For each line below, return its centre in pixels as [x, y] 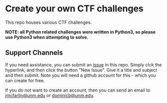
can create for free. [25, 80]
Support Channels [34, 53]
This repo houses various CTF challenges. [49, 22]
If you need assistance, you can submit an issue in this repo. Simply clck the [83, 64]
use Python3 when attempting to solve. [47, 37]
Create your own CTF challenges [74, 9]
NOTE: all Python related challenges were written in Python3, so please [81, 32]
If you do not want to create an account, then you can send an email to [78, 90]
